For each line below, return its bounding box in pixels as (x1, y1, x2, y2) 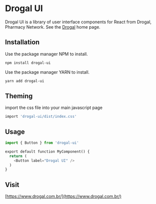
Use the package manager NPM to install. (5, 51, 88, 57)
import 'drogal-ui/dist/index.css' (5, 114, 77, 119)
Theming (5, 92, 33, 100)
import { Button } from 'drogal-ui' (5, 141, 79, 145)
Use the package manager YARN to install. (5, 69, 90, 75)
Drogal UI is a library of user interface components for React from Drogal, (5, 19, 152, 25)
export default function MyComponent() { (5, 149, 90, 154)
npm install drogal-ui (5, 60, 51, 65)
